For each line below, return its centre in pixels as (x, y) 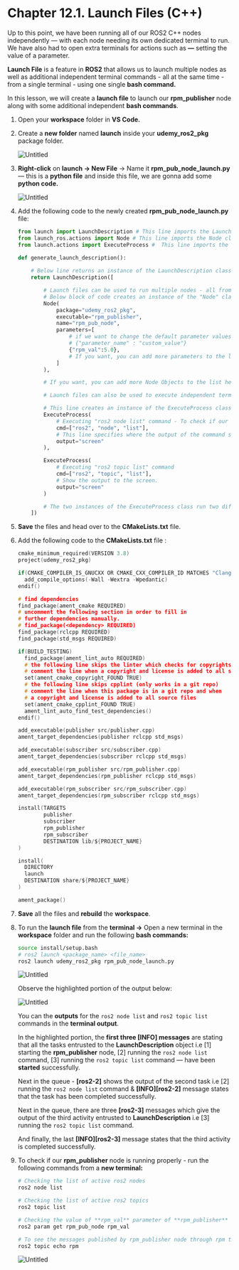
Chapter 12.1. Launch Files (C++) (105, 13)
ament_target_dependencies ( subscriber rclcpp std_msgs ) (102, 757)
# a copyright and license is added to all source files (111, 698)
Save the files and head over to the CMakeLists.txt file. (99, 527)
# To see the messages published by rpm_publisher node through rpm (121, 1239)
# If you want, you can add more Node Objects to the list (133, 383)
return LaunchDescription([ (72, 278)
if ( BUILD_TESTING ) (45, 651)
